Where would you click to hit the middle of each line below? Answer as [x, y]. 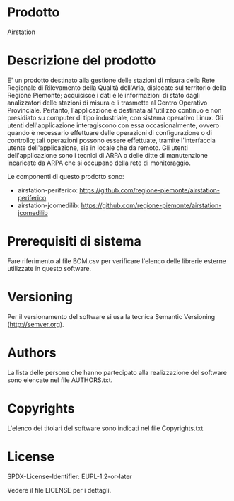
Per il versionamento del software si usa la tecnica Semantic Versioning [111, 316]
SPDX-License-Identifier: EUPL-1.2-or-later [70, 476]
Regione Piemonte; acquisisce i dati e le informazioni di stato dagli [104, 95]
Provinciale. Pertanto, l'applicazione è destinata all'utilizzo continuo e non [115, 110]
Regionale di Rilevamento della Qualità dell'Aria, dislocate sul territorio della [117, 87]
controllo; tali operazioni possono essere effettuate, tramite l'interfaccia [111, 140]
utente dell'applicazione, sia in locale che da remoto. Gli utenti [98, 148]
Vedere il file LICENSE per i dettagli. [59, 490]
